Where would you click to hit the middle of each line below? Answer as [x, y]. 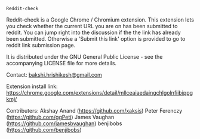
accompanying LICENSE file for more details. [61, 63]
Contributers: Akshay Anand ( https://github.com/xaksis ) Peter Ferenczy [94, 111]
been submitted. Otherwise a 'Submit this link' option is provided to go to [96, 39]
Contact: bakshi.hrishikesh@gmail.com [54, 75]
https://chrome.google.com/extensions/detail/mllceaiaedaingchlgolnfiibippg [99, 93]
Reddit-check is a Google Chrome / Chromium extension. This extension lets [100, 20]
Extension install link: [32, 86]
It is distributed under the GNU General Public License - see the [84, 57]
